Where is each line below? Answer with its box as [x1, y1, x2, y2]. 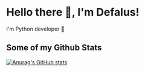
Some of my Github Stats [6, 43, 102, 53]
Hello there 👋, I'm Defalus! [6, 5, 140, 19]
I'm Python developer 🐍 [6, 25, 65, 32]
